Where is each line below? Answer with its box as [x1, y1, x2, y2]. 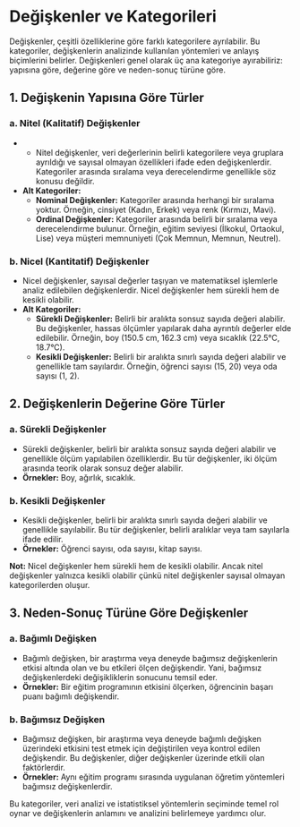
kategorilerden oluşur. [9, 579, 90, 590]
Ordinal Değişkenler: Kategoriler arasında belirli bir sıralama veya [35, 213, 278, 225]
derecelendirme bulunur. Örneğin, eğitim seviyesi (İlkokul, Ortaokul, [35, 223, 285, 234]
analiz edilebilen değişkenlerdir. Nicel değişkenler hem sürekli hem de [21, 285, 279, 295]
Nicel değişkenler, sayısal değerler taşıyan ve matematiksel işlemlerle [21, 275, 279, 286]
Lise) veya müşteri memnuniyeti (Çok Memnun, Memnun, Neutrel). [35, 233, 281, 243]
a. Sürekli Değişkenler [9, 423, 107, 436]
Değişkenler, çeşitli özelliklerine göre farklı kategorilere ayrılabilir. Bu [9, 36, 261, 47]
